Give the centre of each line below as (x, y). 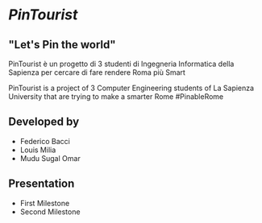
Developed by (44, 122)
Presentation (42, 184)
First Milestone (45, 203)
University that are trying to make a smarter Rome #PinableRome (116, 97)
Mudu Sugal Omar (50, 158)
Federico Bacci (45, 141)
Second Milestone (50, 212)
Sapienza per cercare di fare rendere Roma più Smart (97, 72)
